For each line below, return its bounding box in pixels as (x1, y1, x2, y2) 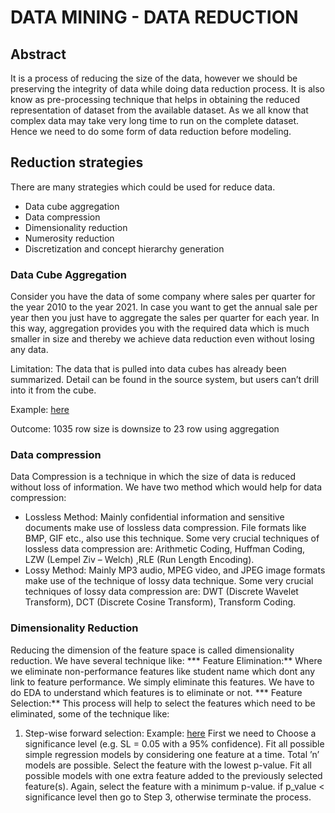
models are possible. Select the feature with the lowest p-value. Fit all (24, 759, 312, 771)
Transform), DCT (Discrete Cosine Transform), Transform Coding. (24, 596, 297, 608)
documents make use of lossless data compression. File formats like (24, 522, 307, 534)
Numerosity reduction (24, 232, 115, 244)
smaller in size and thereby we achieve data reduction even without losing (10, 333, 315, 345)
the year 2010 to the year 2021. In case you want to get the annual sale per (10, 301, 318, 313)
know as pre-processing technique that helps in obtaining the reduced (10, 94, 301, 105)
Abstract (10, 46, 67, 63)
